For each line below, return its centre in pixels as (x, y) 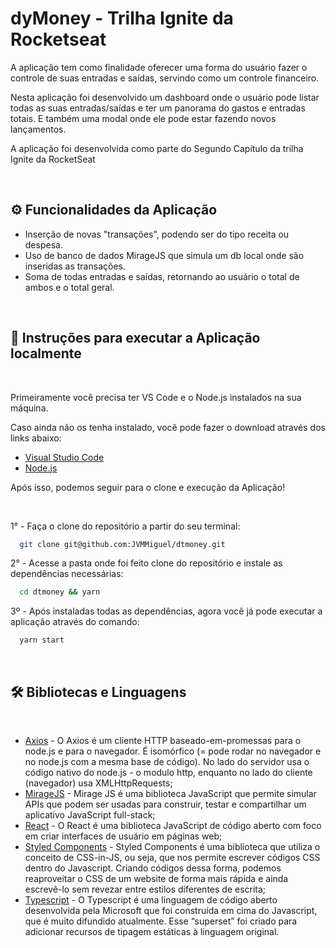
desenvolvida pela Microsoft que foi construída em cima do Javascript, (171, 910)
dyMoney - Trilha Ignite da (122, 18)
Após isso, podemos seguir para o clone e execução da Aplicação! (148, 487)
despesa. (43, 244)
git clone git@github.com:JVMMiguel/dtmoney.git (122, 544)
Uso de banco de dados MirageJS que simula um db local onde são (164, 255)
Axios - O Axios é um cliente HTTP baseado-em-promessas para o (163, 740)
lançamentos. (38, 129)
